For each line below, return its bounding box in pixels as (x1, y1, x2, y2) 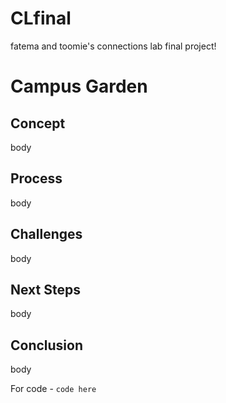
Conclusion (10, 337, 84, 354)
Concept (10, 115, 66, 132)
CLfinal (10, 7, 72, 30)
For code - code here (10, 383, 97, 395)
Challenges (10, 226, 83, 243)
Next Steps (10, 281, 81, 298)
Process (10, 170, 63, 187)
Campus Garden (10, 75, 148, 98)
